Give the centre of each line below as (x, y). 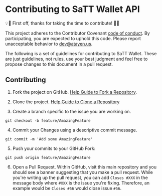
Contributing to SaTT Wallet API (73, 9)
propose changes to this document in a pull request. (59, 64)
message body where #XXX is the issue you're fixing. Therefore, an (81, 183)
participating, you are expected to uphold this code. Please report (73, 38)
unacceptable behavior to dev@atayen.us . (49, 44)
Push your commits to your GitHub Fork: (54, 148)
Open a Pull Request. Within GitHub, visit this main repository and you (85, 167)
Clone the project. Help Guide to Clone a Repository (66, 102)
